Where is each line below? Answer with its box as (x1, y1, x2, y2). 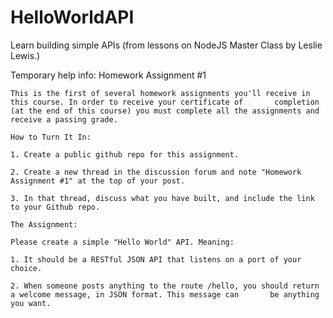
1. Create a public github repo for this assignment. (10, 149, 240, 160)
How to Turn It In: (10, 132, 92, 142)
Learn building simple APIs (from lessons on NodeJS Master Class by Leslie (10, 39, 323, 51)
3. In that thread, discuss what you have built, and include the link (10, 193, 315, 203)
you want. (10, 298, 52, 308)
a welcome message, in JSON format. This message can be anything (10, 289, 320, 300)
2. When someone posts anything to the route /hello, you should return (10, 281, 320, 291)
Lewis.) (10, 49, 41, 61)
